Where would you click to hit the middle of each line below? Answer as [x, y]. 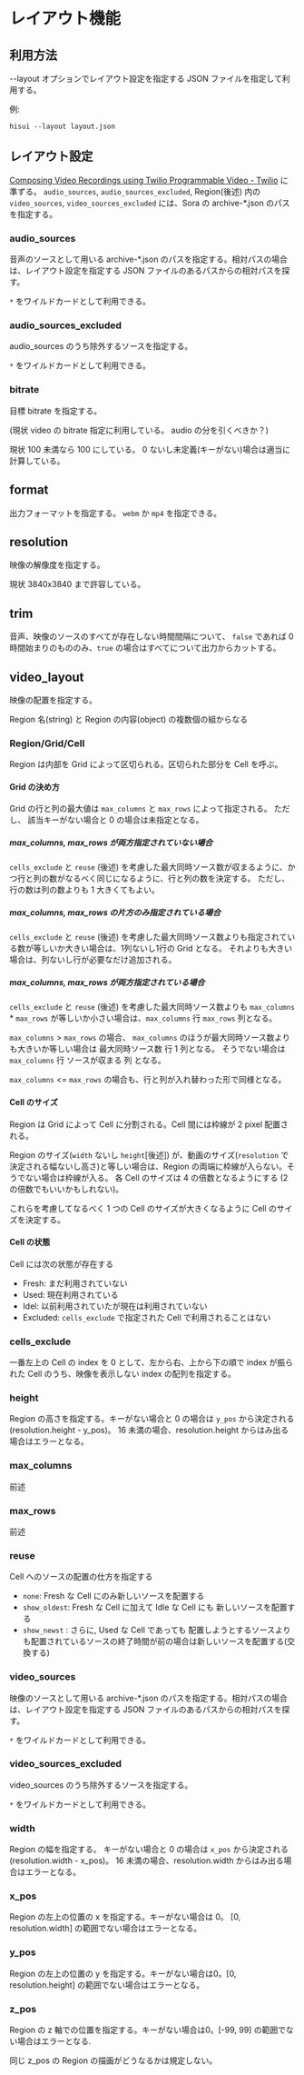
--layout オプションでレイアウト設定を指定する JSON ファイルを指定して [146, 79]
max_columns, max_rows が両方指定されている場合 [107, 982]
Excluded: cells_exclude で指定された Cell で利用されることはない [147, 1317]
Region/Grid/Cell [47, 743]
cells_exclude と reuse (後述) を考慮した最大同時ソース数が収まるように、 [148, 867]
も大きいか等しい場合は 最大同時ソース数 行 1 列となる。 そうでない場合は [147, 1049]
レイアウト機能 [65, 19]
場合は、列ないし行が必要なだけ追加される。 [93, 960]
